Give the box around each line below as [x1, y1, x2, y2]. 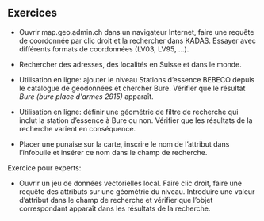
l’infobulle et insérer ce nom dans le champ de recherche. [18, 147, 208, 157]
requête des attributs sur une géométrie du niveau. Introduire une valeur [18, 186, 255, 196]
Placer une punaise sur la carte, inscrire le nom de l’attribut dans [18, 139, 230, 149]
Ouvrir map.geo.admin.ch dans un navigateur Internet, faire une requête [18, 27, 254, 36]
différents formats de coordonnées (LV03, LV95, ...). [18, 44, 189, 54]
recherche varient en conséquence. [18, 124, 136, 133]
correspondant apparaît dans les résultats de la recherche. [18, 204, 211, 213]
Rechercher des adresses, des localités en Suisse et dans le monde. [18, 59, 243, 69]
